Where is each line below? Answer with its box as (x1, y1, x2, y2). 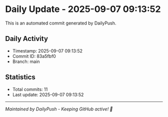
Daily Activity (5, 34, 48, 43)
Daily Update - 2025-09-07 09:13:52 (5, 3, 161, 15)
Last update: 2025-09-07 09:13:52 (12, 91, 84, 97)
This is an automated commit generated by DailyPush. (5, 20, 116, 26)
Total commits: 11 (12, 86, 48, 92)
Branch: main (12, 58, 40, 64)
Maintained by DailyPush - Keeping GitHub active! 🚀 (5, 106, 113, 112)
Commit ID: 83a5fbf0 (12, 53, 56, 59)
